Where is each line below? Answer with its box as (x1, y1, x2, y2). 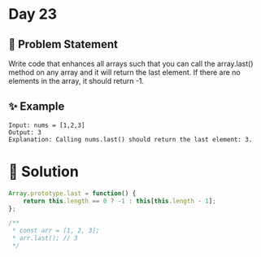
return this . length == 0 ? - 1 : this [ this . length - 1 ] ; (23, 197, 217, 205)
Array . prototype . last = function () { (8, 189, 137, 198)
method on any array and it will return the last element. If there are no (8, 68, 241, 77)
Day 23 (8, 5, 58, 24)
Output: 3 (8, 128, 42, 137)
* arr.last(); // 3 (11, 234, 79, 242)
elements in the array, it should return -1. (8, 76, 145, 85)
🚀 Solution (8, 163, 79, 181)
